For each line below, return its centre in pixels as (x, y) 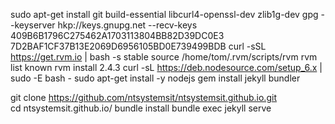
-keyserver (33, 25)
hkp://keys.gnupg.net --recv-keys (127, 25)
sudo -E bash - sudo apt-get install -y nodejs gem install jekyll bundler (155, 78)
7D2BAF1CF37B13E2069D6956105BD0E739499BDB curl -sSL (138, 46)
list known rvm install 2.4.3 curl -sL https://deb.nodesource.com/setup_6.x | (166, 67)
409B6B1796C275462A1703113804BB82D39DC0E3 (117, 35)
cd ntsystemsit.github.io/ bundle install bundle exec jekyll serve (141, 108)
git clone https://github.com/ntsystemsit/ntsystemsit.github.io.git (143, 97)
